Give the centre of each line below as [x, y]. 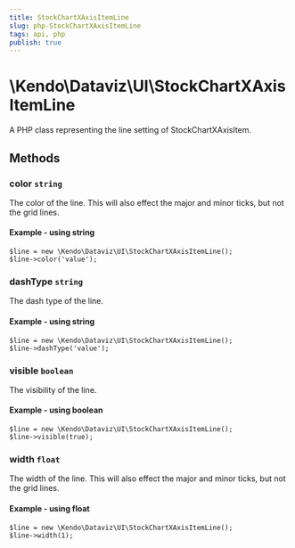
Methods [35, 158]
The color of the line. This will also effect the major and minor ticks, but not [147, 202]
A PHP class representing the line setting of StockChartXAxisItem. [131, 130]
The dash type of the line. [57, 301]
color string [36, 184]
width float [35, 459]
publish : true [36, 42]
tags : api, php [37, 34]
